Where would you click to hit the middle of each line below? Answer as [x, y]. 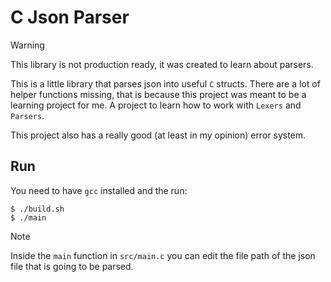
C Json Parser [70, 17]
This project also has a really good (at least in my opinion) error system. [158, 135]
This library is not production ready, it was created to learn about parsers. [162, 64]
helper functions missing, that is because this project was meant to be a [158, 94]
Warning [27, 45]
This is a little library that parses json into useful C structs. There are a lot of [165, 83]
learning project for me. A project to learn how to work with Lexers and [156, 105]
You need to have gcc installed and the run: [99, 190]
